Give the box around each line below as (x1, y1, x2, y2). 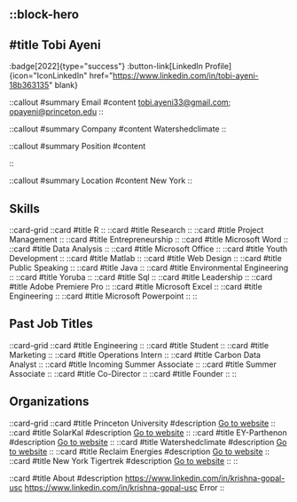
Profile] (205, 61, 232, 72)
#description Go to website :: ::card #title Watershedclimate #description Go (9, 436, 287, 447)
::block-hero (9, 7, 80, 22)
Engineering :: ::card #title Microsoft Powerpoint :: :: (9, 291, 198, 301)
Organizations (9, 394, 90, 410)
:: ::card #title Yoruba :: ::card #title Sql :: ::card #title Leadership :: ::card (9, 272, 273, 283)
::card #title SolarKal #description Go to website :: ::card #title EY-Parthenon (9, 426, 288, 438)
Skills (9, 201, 40, 216)
